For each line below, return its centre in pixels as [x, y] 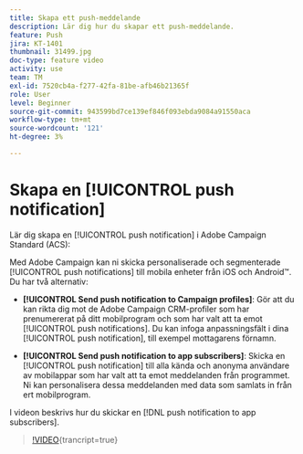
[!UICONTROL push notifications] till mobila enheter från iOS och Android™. [151, 271]
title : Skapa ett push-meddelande [75, 18]
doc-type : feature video [57, 60]
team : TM [26, 78]
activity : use [37, 69]
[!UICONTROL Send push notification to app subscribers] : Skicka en [154, 355]
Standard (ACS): [40, 244]
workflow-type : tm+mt [51, 120]
